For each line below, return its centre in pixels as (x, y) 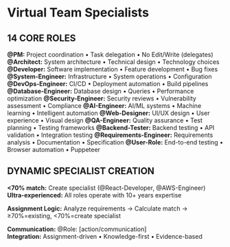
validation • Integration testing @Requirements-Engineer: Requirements (110, 135)
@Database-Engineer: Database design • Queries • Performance (101, 91)
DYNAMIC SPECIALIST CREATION (81, 171)
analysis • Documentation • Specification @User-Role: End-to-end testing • (115, 142)
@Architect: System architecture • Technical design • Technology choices (113, 62)
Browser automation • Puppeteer (54, 150)
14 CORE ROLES (42, 38)
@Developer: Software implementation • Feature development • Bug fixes (113, 69)
